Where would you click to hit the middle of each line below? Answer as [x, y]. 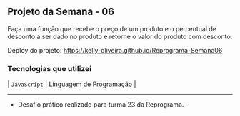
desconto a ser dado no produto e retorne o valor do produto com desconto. [120, 36]
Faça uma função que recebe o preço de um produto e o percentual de [112, 28]
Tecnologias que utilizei [49, 68]
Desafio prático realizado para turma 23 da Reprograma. [101, 105]
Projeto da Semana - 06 [61, 12]
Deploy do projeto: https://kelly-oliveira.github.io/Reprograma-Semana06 [115, 50]
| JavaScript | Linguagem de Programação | [72, 84]
